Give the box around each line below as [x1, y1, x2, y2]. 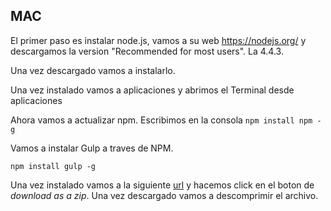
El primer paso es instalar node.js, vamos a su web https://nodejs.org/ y [10, 34, 307, 46]
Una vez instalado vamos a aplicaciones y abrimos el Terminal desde [10, 84, 295, 96]
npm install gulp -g [10, 161, 97, 171]
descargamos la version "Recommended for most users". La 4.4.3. [10, 45, 284, 57]
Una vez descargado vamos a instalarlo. [10, 64, 176, 76]
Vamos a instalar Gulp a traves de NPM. [10, 142, 174, 154]
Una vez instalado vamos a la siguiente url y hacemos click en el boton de [10, 179, 315, 191]
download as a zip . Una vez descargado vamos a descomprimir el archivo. [10, 189, 319, 201]
